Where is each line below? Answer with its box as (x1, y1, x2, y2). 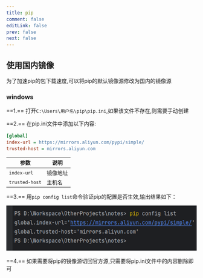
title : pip (6, 10, 34, 16)
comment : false (6, 16, 45, 22)
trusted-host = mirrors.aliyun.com (6, 145, 96, 151)
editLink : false (6, 22, 47, 28)
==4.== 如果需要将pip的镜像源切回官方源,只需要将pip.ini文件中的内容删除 (6, 257, 188, 265)
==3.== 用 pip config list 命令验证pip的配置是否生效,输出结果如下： (6, 193, 177, 200)
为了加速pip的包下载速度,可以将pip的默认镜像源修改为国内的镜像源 (6, 77, 172, 84)
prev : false (6, 29, 36, 35)
